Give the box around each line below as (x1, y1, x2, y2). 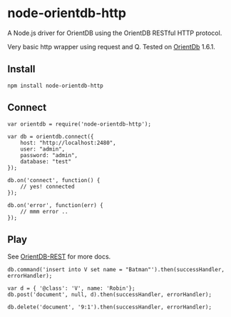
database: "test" (20, 158, 72, 165)
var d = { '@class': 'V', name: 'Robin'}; (7, 285, 135, 292)
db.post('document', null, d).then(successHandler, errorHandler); (7, 291, 212, 298)
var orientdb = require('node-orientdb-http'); (7, 120, 152, 128)
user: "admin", (20, 145, 66, 153)
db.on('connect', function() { (7, 176, 101, 183)
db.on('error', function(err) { (7, 201, 103, 208)
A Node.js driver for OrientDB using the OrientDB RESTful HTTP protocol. (7, 29, 222, 37)
